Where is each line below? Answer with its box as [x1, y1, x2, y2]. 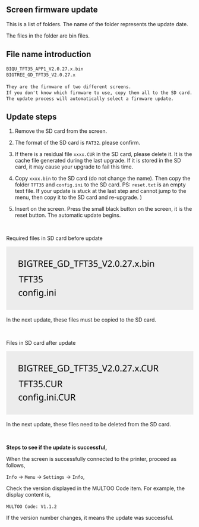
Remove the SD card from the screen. [14, 127, 108, 135]
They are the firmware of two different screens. [6, 83, 132, 90]
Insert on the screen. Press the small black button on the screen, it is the [14, 205, 192, 213]
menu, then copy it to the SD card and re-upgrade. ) [14, 194, 143, 201]
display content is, [6, 491, 51, 498]
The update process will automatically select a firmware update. [6, 95, 174, 102]
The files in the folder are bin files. [6, 32, 90, 39]
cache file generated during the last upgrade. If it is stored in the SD [14, 157, 181, 164]
